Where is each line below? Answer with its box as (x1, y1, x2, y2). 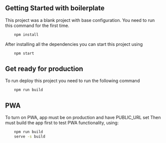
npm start (14, 51, 35, 56)
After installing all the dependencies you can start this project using (5, 41, 143, 47)
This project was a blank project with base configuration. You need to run (5, 17, 155, 23)
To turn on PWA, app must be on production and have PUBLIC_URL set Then (5, 115, 161, 121)
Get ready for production (5, 64, 83, 73)
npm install (14, 32, 39, 37)
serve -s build (14, 134, 46, 139)
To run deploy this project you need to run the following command (5, 78, 140, 84)
